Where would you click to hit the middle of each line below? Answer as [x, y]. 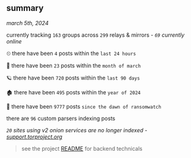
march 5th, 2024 [28, 23]
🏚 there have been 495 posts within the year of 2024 [73, 92]
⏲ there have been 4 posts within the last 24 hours [71, 53]
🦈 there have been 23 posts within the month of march [73, 66]
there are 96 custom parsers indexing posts [61, 118]
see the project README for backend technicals [82, 148]
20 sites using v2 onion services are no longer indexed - [77, 130]
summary [25, 8]
